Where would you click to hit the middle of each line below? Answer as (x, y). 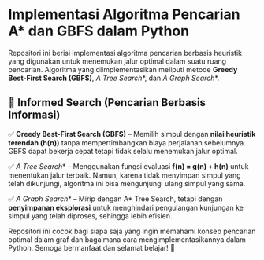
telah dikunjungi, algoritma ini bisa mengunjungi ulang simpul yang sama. (127, 183)
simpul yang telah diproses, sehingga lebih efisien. (90, 216)
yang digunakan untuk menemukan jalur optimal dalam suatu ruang (117, 61)
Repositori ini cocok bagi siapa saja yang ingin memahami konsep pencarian (132, 231)
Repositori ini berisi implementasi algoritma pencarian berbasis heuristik (125, 53)
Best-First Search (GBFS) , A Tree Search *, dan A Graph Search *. (114, 78)
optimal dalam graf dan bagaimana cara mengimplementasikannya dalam (127, 239)
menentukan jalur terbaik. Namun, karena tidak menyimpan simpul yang (125, 175)
